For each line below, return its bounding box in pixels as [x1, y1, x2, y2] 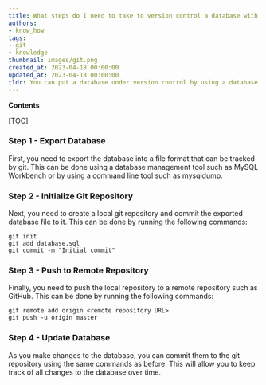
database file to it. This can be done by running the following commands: [8, 217, 248, 227]
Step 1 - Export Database [8, 136, 106, 147]
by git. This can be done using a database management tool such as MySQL [8, 162, 259, 171]
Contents [8, 100, 40, 110]
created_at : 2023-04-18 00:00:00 [8, 64, 119, 72]
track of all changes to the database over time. [8, 367, 162, 377]
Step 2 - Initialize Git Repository [8, 191, 134, 202]
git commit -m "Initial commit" [8, 246, 115, 255]
